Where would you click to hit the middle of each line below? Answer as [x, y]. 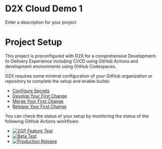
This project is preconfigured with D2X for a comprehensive [66, 56]
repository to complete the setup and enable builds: [58, 81]
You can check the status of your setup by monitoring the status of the [77, 116]
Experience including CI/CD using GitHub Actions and [83, 61]
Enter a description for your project [41, 22]
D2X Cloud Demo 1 [44, 9]
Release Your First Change [39, 106]
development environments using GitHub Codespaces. [61, 66]
